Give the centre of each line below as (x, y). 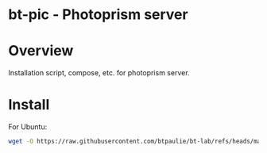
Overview (41, 51)
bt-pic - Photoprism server (98, 15)
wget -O (21, 142)
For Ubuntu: (28, 127)
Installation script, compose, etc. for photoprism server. (99, 73)
